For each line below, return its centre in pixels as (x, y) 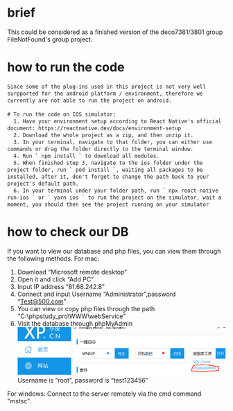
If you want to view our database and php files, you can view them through (114, 251)
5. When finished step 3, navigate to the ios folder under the (108, 163)
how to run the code (66, 68)
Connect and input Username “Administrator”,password (96, 294)
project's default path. (43, 184)
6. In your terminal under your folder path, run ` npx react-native (116, 191)
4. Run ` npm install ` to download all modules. (86, 156)
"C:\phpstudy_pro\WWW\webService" (71, 316)
